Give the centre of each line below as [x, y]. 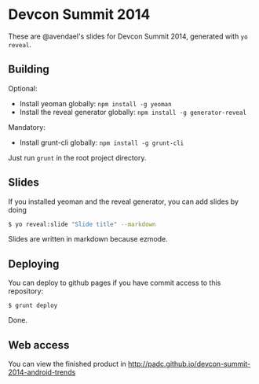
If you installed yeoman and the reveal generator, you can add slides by [124, 201]
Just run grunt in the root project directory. [77, 157]
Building [29, 70]
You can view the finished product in [67, 364]
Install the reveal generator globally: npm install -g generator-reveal [133, 112]
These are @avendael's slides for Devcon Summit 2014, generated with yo [128, 36]
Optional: [23, 88]
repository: [26, 291]
